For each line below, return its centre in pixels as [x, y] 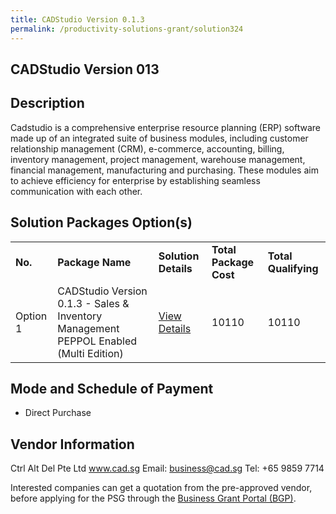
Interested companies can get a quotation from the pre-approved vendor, [161, 488]
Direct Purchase [58, 413]
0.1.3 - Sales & [93, 303]
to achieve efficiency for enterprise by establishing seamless [135, 180]
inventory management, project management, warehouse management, [158, 159]
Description [47, 103]
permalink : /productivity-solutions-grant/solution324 [127, 29]
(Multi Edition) [90, 353]
